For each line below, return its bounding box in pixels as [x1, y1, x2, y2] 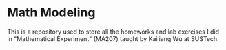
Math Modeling [7, 5, 96, 21]
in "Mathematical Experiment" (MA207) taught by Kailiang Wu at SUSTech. [7, 34, 219, 42]
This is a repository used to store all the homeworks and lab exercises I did [7, 27, 219, 36]
